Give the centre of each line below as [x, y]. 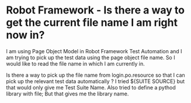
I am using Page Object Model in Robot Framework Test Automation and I [94, 51]
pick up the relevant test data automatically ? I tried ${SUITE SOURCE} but [95, 81]
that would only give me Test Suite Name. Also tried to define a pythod [91, 87]
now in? [25, 35]
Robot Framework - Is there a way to [95, 10]
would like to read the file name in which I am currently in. [75, 63]
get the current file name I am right [92, 23]
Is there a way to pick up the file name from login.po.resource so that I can [95, 75]
